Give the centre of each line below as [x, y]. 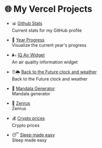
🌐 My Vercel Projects [49, 9]
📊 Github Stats [27, 23]
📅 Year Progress [28, 40]
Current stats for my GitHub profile [47, 30]
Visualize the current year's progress [49, 45]
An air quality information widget [45, 62]
